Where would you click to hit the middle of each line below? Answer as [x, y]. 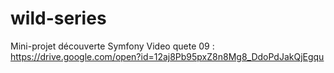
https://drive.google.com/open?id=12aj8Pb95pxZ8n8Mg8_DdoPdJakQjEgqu [167, 56]
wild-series [58, 18]
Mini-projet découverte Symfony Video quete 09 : [112, 46]
